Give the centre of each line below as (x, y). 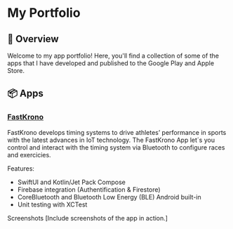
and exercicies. (29, 155)
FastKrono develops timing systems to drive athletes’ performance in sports (117, 132)
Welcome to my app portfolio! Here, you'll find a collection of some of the (113, 55)
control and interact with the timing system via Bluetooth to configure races (116, 147)
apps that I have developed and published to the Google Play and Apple (111, 63)
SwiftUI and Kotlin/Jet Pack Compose (72, 182)
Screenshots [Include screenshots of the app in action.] (88, 218)
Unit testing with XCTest (52, 204)
